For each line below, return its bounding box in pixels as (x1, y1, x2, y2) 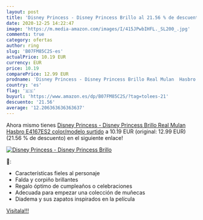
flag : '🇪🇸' (6, 88, 36, 94)
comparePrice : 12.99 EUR (6, 71, 69, 77)
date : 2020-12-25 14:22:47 (6, 20, 74, 26)
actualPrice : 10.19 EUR (6, 54, 66, 60)
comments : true (6, 32, 45, 38)
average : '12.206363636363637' (6, 104, 85, 111)
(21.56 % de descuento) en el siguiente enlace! (6, 134, 123, 141)
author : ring (6, 43, 39, 49)
